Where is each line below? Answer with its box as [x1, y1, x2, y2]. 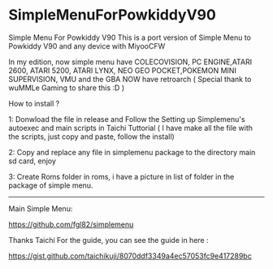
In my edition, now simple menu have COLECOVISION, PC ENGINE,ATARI [8, 57, 253, 67]
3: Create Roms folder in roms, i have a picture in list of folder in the [8, 171, 235, 181]
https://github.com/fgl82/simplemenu [8, 219, 134, 229]
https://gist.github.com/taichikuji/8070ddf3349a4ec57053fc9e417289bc [8, 250, 252, 261]
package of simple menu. [8, 180, 93, 190]
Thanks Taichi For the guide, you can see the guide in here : [8, 235, 209, 245]
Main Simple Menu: [8, 203, 73, 213]
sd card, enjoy [8, 156, 57, 166]
